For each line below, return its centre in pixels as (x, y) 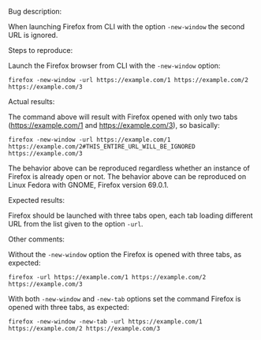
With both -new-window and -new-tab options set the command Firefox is (125, 299)
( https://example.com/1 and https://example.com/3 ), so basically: (114, 125)
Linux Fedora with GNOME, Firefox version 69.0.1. (89, 185)
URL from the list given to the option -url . (76, 224)
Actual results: (32, 101)
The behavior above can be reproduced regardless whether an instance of (129, 168)
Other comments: (37, 239)
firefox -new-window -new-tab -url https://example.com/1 (105, 322)
